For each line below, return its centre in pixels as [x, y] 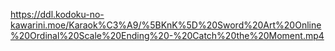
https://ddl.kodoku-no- [57, 14]
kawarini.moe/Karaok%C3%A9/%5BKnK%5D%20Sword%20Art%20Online [166, 25]
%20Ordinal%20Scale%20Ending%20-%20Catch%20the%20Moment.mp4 [167, 35]
